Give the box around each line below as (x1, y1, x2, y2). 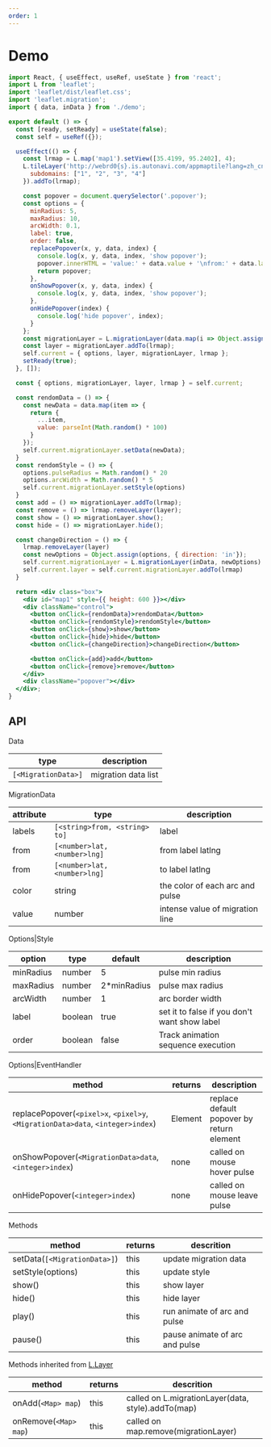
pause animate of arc (162, 1328, 244, 1340)
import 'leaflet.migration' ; (8, 96, 106, 104)
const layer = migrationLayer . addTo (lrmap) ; (23, 342, 175, 350)
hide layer (162, 1292, 200, 1303)
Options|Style (8, 934, 54, 943)
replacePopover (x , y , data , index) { (29, 245, 157, 253)
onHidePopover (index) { (29, 304, 110, 313)
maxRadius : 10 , (29, 215, 81, 223)
